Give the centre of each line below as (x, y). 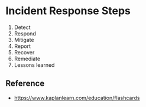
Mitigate (24, 40)
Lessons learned (34, 65)
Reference (25, 84)
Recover (24, 52)
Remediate (27, 59)
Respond (25, 33)
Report (22, 46)
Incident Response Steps (68, 11)
